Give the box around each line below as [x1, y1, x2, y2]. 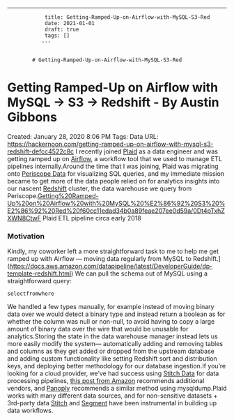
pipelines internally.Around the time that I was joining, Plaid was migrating [7, 162, 219, 170]
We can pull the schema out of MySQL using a [75, 269, 208, 278]
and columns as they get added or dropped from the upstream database [7, 347, 214, 356]
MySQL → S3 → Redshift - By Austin [7, 95, 219, 110]
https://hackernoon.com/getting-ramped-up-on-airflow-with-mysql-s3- [7, 140, 214, 148]
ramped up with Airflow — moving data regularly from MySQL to [7, 255, 192, 263]
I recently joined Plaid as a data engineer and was [75, 147, 218, 156]
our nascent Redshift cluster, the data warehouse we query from [7, 184, 192, 193]
